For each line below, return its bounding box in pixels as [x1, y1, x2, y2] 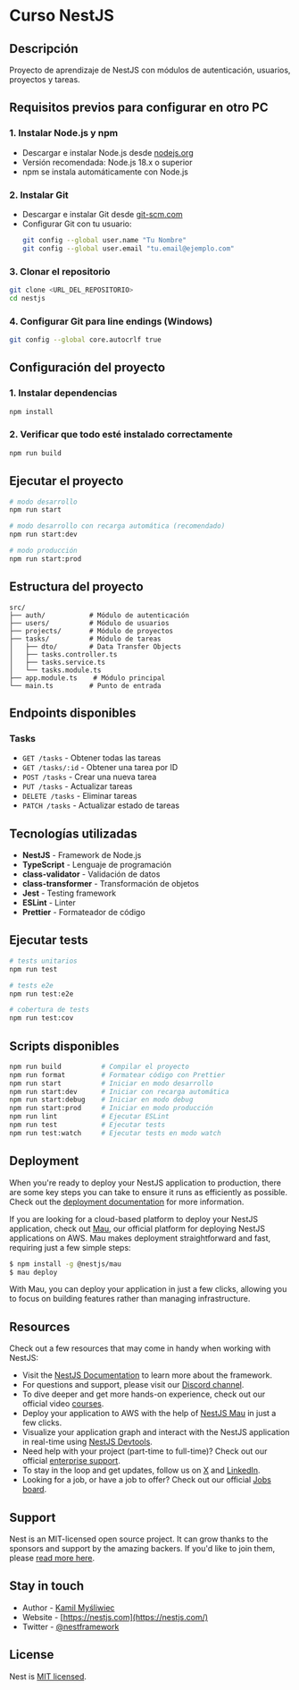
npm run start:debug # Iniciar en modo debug [9, 1095, 194, 1105]
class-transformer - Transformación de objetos [21, 879, 199, 889]
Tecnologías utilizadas [9, 826, 137, 841]
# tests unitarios [9, 956, 78, 965]
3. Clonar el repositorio [9, 265, 111, 277]
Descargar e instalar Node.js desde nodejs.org [21, 147, 194, 157]
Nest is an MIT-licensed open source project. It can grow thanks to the [9, 1533, 269, 1544]
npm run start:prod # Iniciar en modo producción [9, 1104, 214, 1113]
